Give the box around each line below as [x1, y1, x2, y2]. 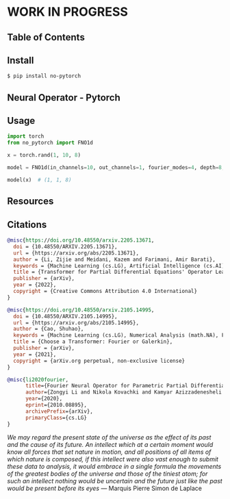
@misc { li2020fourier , [7, 376, 69, 383]
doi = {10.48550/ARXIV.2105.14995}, [13, 313, 118, 320]
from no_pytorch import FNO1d [7, 140, 94, 146]
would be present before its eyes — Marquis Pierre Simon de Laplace [7, 484, 202, 492]
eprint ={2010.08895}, [25, 402, 88, 409]
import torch [7, 133, 44, 140]
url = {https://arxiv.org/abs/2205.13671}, [13, 249, 139, 257]
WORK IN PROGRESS [7, 4, 129, 20]
